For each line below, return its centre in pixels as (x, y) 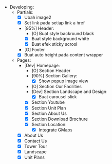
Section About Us (49, 113)
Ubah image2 (38, 17)
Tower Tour (36, 146)
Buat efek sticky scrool (55, 44)
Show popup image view (64, 81)
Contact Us (36, 141)
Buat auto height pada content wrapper (64, 55)
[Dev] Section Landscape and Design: (70, 91)
